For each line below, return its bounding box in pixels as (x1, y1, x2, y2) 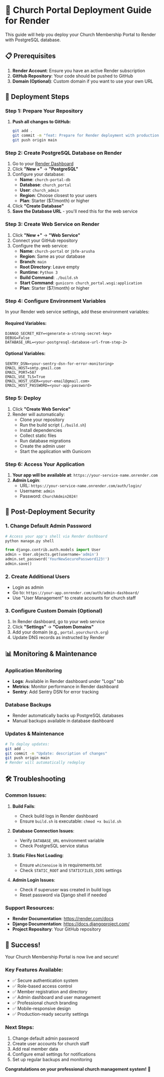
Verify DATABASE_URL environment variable (19, 837, 105, 843)
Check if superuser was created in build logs (19, 886, 111, 892)
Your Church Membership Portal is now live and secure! (5, 954, 119, 960)
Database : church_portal (19, 182, 72, 188)
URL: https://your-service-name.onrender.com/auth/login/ (19, 482, 142, 488)
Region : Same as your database (19, 253, 85, 259)
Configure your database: (12, 171, 65, 177)
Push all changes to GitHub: (12, 119, 71, 125)
